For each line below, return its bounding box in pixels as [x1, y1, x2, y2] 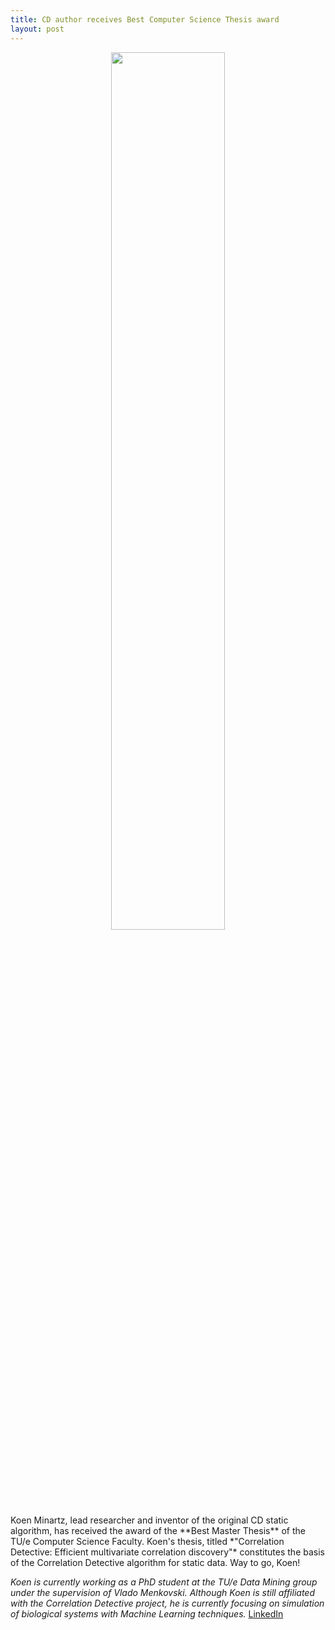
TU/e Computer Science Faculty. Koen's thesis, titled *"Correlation [10, 1535, 285, 1547]
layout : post [10, 24, 65, 34]
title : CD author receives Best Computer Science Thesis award [10, 14, 280, 25]
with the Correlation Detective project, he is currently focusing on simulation [10, 1597, 325, 1609]
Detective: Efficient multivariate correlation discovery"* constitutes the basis [10, 1546, 325, 1558]
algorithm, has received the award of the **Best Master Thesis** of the [10, 1524, 306, 1536]
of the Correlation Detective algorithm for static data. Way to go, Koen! [10, 1556, 301, 1568]
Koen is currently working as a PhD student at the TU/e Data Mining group [10, 1576, 318, 1588]
